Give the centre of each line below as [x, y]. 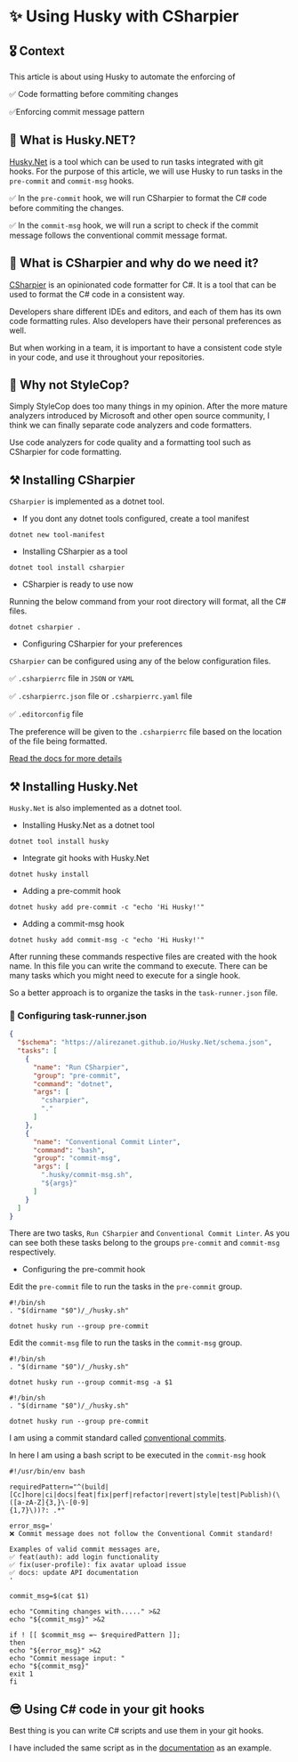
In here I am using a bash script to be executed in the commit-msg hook [138, 1455]
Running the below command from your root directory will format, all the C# [148, 602]
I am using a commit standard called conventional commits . [118, 1438]
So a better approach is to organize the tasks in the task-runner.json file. [144, 993]
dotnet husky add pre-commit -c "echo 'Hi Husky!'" [107, 907]
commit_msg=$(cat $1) [49, 1596]
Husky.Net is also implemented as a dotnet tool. [96, 808]
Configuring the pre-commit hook [84, 1270]
